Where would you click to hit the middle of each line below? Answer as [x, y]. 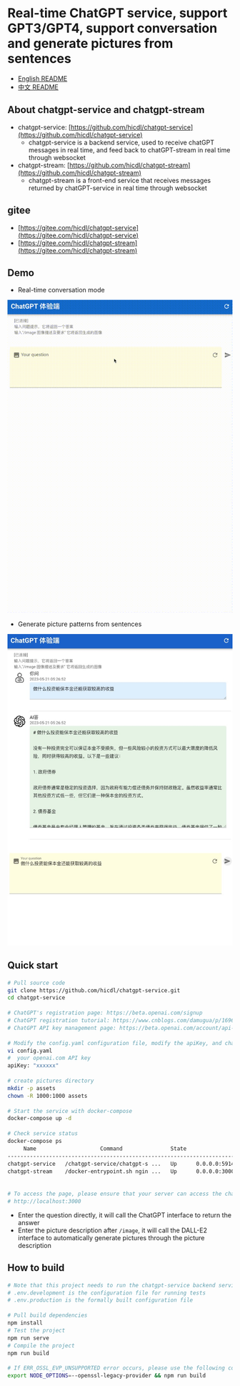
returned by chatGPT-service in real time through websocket [117, 188]
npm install [25, 1323]
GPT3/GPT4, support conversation [112, 28]
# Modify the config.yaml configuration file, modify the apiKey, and [115, 1043]
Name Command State [105, 1149]
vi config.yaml [30, 1051]
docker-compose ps [35, 1142]
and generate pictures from [90, 44]
